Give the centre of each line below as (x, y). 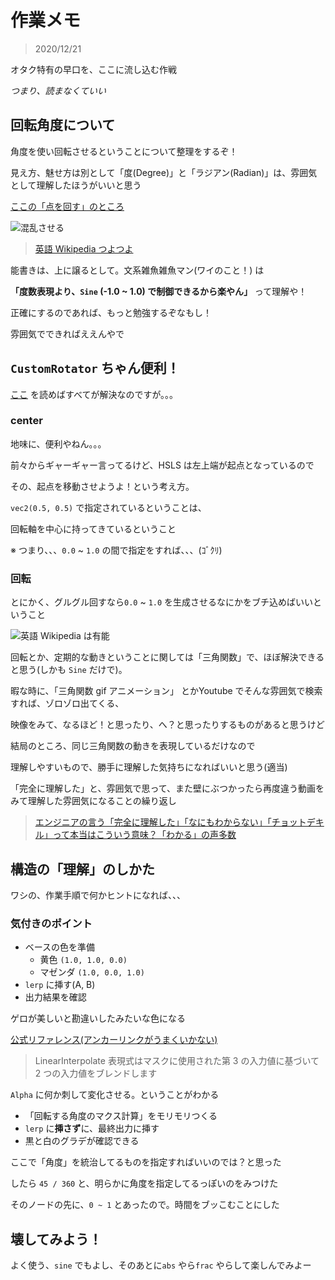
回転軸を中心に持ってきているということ (93, 528)
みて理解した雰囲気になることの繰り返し (93, 801)
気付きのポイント (51, 923)
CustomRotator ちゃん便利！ (95, 368)
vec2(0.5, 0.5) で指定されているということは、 (108, 507)
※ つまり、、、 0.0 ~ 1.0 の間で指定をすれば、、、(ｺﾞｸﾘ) (116, 550)
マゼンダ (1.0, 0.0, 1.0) (92, 972)
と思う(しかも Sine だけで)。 (69, 670)
